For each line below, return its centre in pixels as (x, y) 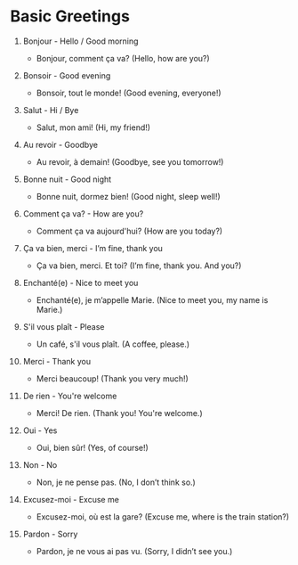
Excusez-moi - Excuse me (71, 499)
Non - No (40, 464)
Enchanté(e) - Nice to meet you (81, 282)
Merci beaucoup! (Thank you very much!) (113, 378)
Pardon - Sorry (50, 534)
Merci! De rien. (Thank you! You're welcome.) (119, 413)
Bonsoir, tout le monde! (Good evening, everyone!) (129, 93)
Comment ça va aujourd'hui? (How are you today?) (129, 231)
